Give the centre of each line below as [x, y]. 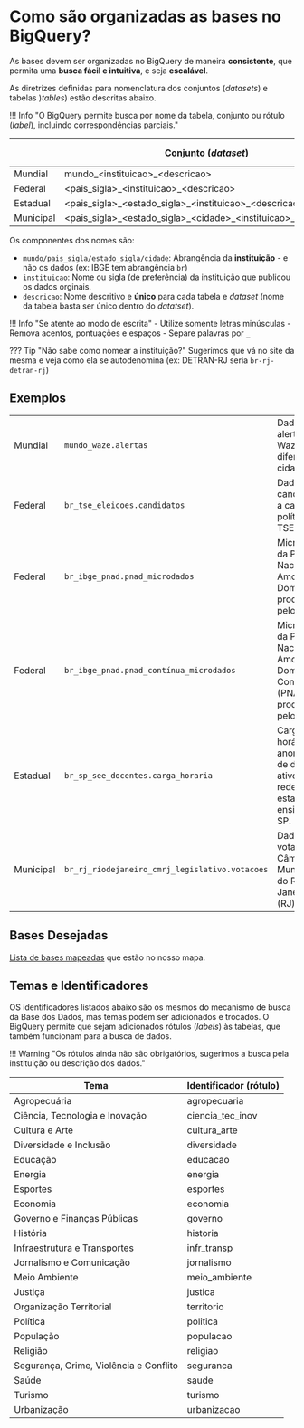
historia [203, 1233]
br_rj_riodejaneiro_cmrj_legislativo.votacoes [166, 869]
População [37, 1337]
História [30, 1233]
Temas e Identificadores [79, 985]
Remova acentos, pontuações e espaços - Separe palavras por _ [130, 333]
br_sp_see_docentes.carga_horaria [138, 775]
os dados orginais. [57, 286]
